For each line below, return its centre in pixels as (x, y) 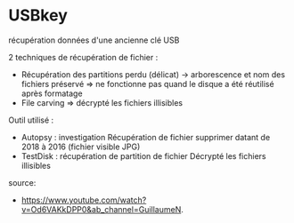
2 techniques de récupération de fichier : (83, 57)
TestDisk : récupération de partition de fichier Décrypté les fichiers (143, 155)
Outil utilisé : (31, 120)
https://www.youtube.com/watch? (84, 200)
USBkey (38, 16)
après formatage (52, 93)
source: (22, 182)
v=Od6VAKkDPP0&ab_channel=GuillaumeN (101, 209)
